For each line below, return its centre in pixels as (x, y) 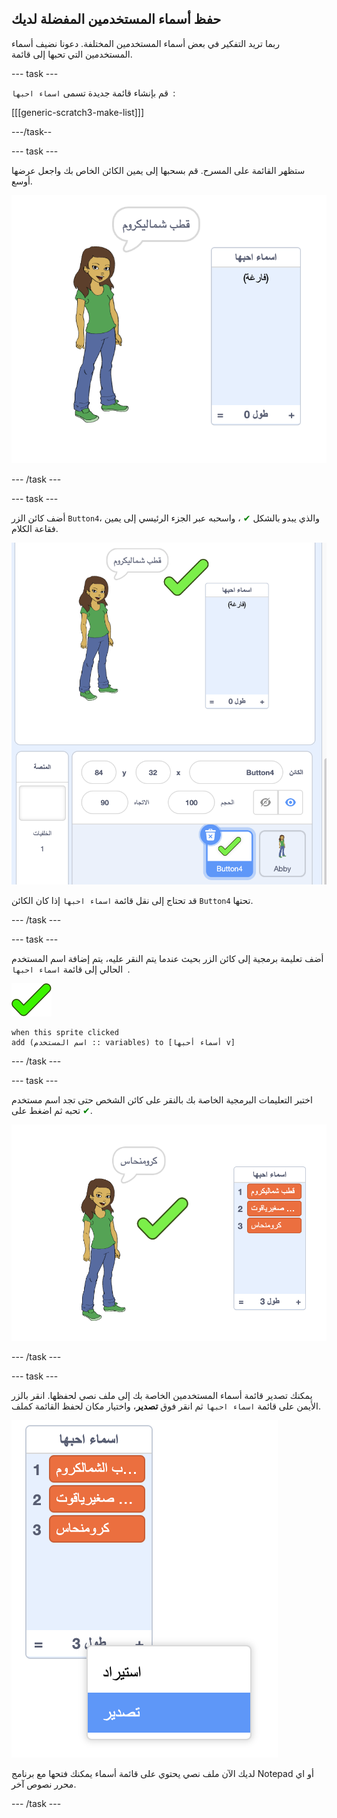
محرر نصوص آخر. (44, 1784)
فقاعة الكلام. (35, 528)
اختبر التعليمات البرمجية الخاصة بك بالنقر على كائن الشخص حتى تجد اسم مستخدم (162, 1100)
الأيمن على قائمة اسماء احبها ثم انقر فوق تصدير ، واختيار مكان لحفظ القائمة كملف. (166, 1406)
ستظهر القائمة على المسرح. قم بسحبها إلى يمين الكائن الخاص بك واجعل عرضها (158, 170)
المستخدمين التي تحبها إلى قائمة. (72, 54)
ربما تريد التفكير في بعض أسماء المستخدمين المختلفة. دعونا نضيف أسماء (145, 43)
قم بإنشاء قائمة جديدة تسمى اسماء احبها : (93, 93)
